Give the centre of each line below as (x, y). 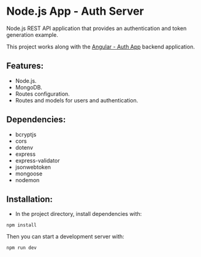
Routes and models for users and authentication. (77, 100)
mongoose (29, 174)
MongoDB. (29, 87)
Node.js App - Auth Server (75, 11)
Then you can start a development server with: (65, 237)
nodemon (27, 180)
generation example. (32, 34)
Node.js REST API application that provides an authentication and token (97, 28)
